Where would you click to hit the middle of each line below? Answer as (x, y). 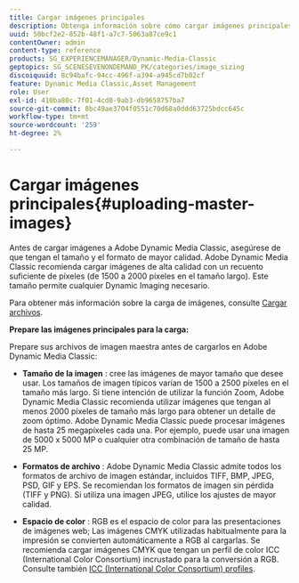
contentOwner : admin (48, 42)
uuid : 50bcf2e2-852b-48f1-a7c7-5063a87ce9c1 (93, 34)
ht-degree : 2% (36, 134)
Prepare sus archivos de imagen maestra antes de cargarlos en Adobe (138, 346)
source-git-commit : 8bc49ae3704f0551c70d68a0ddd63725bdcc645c (127, 109)
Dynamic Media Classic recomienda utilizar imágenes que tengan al (146, 401)
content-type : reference (55, 51)
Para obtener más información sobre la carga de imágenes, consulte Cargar (148, 303)
